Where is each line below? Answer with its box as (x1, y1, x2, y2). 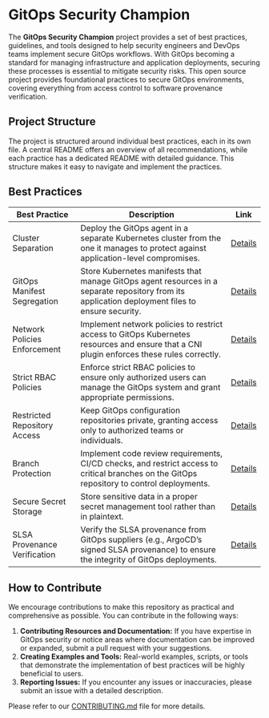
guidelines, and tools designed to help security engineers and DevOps (8, 40, 240, 50)
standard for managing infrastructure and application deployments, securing (8, 58, 260, 67)
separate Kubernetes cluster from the (80, 232, 222, 244)
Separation (12, 242, 54, 253)
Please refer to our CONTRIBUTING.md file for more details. (8, 701, 206, 711)
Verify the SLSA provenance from (80, 523, 207, 534)
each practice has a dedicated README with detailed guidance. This (8, 153, 235, 163)
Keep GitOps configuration (80, 405, 181, 416)
